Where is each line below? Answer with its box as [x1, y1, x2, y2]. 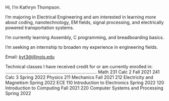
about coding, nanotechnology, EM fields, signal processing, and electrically [5, 20, 164, 25]
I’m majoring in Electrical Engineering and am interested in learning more [5, 14, 156, 20]
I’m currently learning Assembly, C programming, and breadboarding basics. [5, 35, 164, 40]
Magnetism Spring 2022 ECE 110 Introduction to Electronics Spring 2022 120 [5, 80, 164, 85]
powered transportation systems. [5, 25, 74, 31]
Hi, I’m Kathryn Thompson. [5, 5, 61, 10]
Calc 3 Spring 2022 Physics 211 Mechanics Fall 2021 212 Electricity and [5, 74, 154, 80]
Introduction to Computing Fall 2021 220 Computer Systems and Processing [5, 85, 163, 91]
